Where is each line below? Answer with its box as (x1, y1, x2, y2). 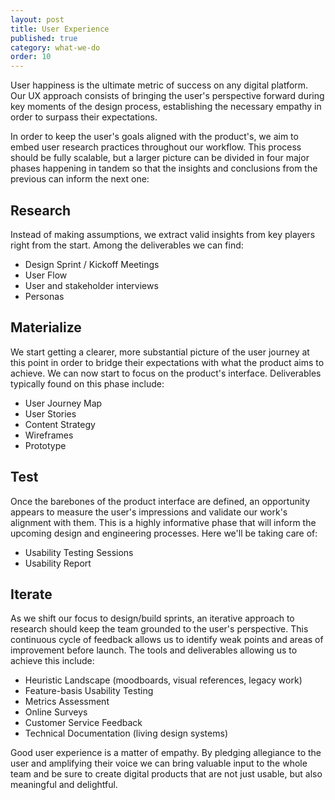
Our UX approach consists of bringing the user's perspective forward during (10, 90, 325, 102)
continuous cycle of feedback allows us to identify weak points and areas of (10, 634, 324, 646)
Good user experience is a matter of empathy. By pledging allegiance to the (10, 747, 322, 759)
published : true (10, 33, 78, 43)
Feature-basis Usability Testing (24, 685, 154, 697)
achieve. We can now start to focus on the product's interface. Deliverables (10, 367, 322, 379)
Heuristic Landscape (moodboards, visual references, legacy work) (24, 674, 303, 686)
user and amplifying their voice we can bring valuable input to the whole (10, 757, 308, 770)
